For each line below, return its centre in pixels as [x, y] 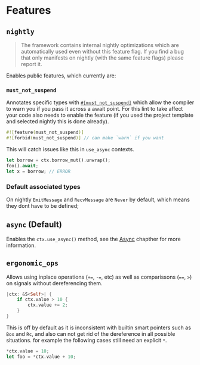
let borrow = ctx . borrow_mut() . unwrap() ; [59, 160]
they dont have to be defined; [42, 205]
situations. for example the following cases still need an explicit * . [87, 340]
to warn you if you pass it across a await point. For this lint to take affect [95, 109]
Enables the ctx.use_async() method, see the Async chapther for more [93, 239]
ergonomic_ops [32, 263]
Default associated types [43, 186]
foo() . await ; [22, 166]
